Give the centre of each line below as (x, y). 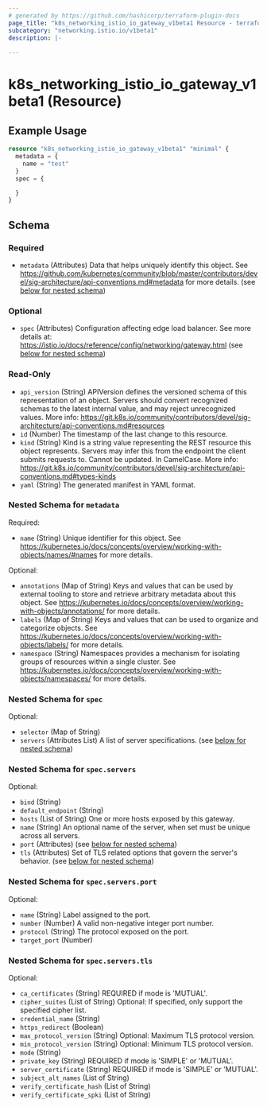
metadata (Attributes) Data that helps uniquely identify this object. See (134, 265)
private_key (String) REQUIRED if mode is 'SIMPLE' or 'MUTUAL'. (126, 1061)
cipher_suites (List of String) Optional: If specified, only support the (131, 1002)
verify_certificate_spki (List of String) (85, 1095)
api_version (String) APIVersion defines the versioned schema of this (133, 391)
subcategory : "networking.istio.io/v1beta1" (83, 30)
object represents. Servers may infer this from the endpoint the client (133, 451)
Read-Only (30, 375)
